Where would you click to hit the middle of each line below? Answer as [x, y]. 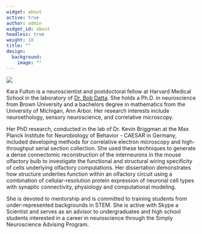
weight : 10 [20, 40]
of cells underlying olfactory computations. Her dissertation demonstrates [99, 167]
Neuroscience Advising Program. [48, 224]
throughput [20, 148]
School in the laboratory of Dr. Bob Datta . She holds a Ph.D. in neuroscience [101, 98]
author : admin [24, 23]
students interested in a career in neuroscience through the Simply [89, 218]
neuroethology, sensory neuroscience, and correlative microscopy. [90, 117]
